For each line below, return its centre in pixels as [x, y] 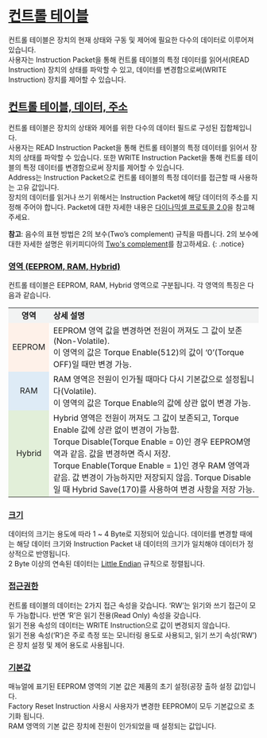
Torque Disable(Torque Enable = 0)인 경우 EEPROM [148, 442]
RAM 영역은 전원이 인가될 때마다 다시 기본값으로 [138, 380]
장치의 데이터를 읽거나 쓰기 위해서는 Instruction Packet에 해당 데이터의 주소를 [129, 197]
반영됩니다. [52, 554]
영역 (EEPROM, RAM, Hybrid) [64, 266]
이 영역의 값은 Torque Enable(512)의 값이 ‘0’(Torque [149, 353]
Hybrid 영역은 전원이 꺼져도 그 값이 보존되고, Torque [146, 418]
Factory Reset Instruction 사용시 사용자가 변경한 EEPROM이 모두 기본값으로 [127, 706]
